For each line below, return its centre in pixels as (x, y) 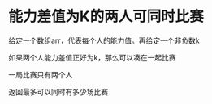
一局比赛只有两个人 (41, 74)
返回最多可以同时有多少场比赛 (58, 92)
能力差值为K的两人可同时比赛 (106, 17)
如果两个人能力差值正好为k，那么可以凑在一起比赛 (92, 57)
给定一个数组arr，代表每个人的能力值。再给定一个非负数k (104, 40)
